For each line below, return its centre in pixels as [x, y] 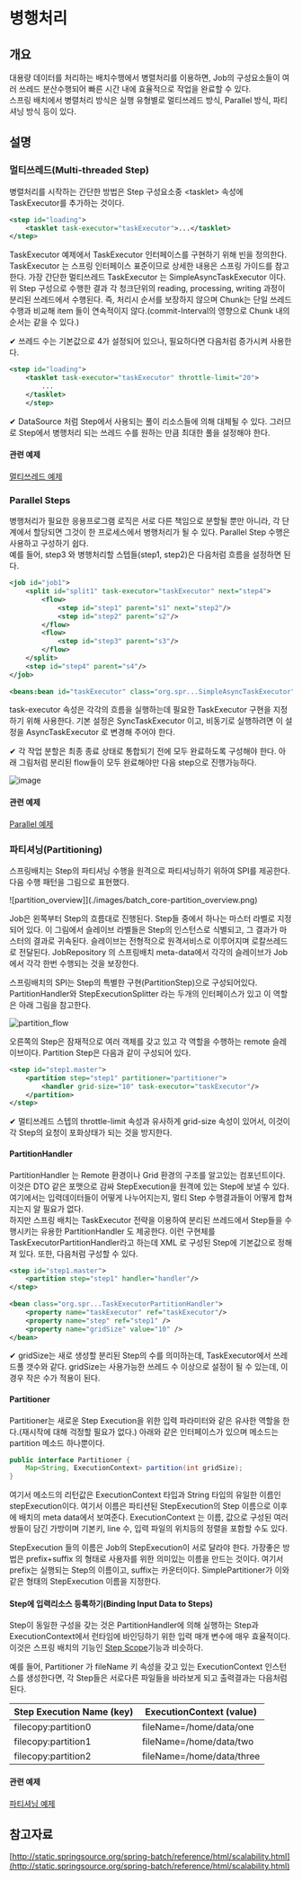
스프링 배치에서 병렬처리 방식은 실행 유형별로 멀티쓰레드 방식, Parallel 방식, [140, 100]
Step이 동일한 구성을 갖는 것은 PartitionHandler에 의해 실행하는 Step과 [134, 1625]
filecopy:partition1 [53, 1742]
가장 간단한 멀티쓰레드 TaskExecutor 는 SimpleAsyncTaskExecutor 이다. [157, 277]
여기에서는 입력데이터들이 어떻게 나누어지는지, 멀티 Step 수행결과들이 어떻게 [142, 1197]
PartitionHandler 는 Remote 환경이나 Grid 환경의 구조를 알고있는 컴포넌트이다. [147, 1175]
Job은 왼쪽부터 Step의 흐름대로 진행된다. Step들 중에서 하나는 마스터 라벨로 [142, 918]
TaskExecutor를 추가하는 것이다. [67, 202]
